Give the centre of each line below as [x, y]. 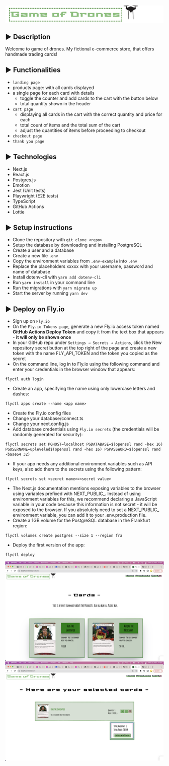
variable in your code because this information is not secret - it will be [85, 505]
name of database [31, 272]
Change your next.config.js [40, 424]
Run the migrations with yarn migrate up [55, 288]
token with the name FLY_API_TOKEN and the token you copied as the [85, 354]
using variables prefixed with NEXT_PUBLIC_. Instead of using [76, 494]
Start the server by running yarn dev [50, 293]
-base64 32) [18, 455]
